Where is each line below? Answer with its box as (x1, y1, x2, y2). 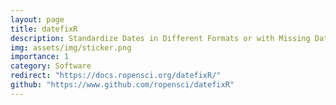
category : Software (10, 61, 92, 71)
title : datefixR (10, 24, 78, 34)
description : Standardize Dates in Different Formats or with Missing (10, 33, 311, 43)
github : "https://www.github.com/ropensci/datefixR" (10, 80, 235, 90)
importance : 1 (10, 52, 70, 62)
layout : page (10, 14, 65, 25)
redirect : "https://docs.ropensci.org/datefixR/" (10, 71, 222, 81)
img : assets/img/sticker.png (10, 42, 132, 53)
